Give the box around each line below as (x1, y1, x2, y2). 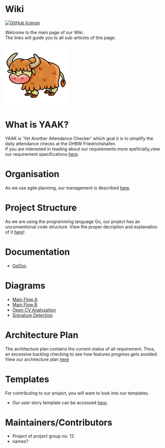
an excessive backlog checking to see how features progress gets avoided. (5, 351, 159, 357)
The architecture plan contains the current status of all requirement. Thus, (5, 346, 155, 352)
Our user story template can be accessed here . (12, 400, 108, 405)
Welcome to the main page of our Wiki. (5, 29, 84, 35)
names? (12, 439, 29, 445)
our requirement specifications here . (5, 151, 79, 157)
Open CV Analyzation (12, 307, 56, 313)
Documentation (5, 246, 70, 258)
